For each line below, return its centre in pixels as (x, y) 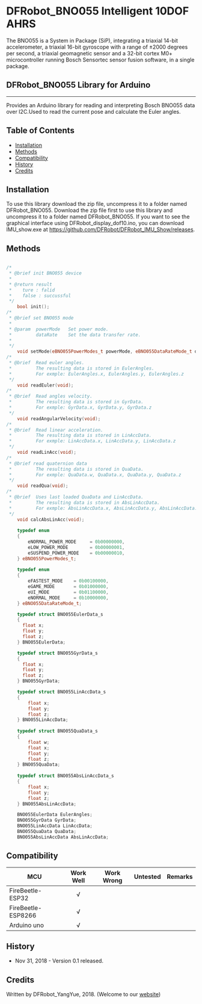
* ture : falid (32, 290)
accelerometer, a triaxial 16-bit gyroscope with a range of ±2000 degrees (97, 47)
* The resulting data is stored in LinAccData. (80, 435)
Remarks (180, 876)
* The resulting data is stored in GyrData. (76, 402)
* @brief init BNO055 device (45, 273)
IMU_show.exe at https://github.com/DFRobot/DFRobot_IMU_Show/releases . (101, 229)
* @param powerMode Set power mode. (59, 329)
